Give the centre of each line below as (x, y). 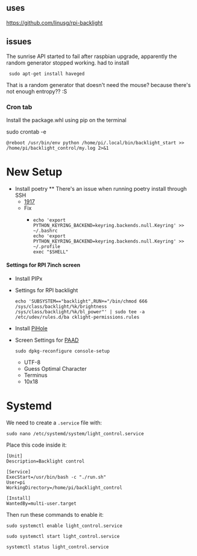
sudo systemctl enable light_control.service (64, 526)
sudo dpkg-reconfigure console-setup (62, 351)
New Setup (34, 172)
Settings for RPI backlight (46, 290)
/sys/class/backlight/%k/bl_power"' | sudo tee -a (80, 312)
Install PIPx (29, 279)
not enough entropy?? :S (37, 91)
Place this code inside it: (37, 445)
